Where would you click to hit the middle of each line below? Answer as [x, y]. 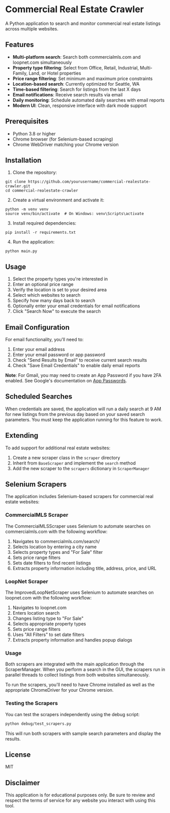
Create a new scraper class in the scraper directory [66, 457]
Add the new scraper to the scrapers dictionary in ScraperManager [81, 468]
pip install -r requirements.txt [41, 233]
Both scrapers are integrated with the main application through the [75, 664]
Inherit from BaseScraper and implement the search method [74, 463]
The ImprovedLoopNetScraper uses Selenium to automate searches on [79, 592]
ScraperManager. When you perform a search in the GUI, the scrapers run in [85, 669]
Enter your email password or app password [59, 355]
